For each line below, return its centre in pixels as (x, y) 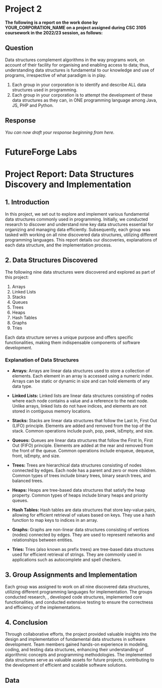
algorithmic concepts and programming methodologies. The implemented (78, 655)
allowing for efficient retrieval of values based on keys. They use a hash (84, 515)
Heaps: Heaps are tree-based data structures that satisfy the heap (79, 490)
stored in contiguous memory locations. (52, 411)
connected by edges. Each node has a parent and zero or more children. (84, 470)
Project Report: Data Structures (69, 174)
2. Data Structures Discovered (52, 260)
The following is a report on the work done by (52, 22)
